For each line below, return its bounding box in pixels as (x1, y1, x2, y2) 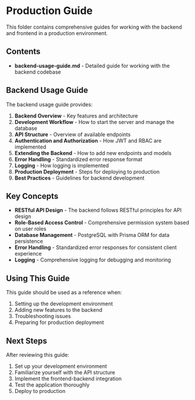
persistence (14, 238, 44, 245)
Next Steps (6, 336, 47, 346)
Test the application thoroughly (14, 381, 90, 388)
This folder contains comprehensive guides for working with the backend (6, 23, 182, 30)
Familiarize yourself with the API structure (14, 369, 116, 375)
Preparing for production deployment (14, 319, 104, 326)
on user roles (14, 225, 47, 232)
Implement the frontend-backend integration (14, 375, 122, 382)
